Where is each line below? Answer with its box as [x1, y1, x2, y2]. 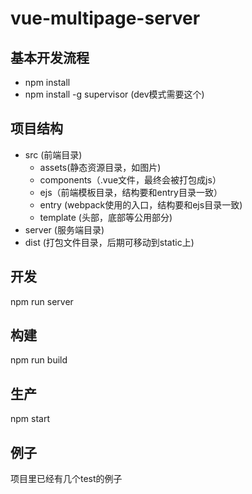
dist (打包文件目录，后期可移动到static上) [24, 236, 195, 248]
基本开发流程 [10, 49, 90, 66]
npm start [10, 413, 51, 425]
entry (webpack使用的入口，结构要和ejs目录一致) [39, 198, 243, 211]
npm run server [10, 295, 74, 307]
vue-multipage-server [10, 7, 201, 30]
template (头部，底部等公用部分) [39, 211, 173, 223]
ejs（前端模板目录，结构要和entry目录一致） [39, 186, 223, 198]
